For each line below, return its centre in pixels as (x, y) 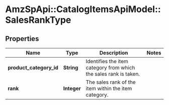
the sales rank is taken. (113, 74)
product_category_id (33, 68)
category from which (110, 68)
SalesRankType (38, 20)
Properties (22, 39)
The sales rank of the (111, 82)
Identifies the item (107, 61)
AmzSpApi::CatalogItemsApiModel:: (83, 9)
